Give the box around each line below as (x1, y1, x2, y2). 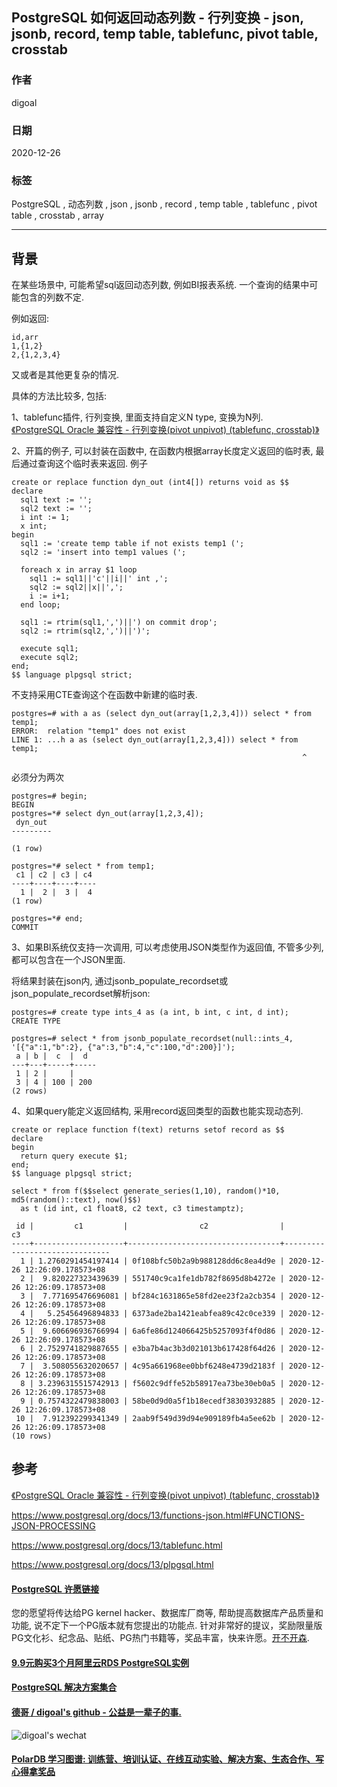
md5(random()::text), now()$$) (11, 1195, 142, 1205)
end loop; (20, 600, 61, 610)
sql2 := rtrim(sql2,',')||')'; (20, 626, 151, 637)
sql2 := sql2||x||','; (29, 583, 124, 593)
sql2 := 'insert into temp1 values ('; (20, 548, 187, 558)
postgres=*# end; (11, 914, 84, 924)
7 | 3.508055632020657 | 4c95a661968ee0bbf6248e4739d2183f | (20, 1361, 285, 1372)
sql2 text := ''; (20, 504, 93, 514)
